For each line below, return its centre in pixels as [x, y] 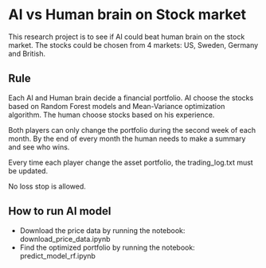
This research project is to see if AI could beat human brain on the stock [127, 37]
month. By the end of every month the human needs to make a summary [127, 138]
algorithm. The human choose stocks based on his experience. [111, 115]
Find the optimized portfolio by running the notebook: [107, 247]
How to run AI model [60, 211]
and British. [27, 53]
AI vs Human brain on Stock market [127, 15]
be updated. [28, 171]
